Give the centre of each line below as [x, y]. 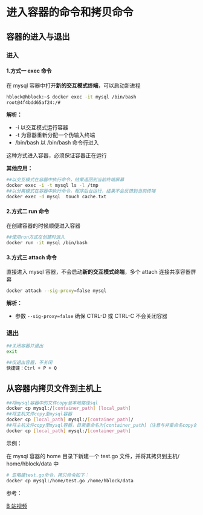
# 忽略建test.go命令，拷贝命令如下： [48, 475]
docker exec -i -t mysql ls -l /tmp [52, 186]
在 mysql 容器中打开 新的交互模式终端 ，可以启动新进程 [73, 85]
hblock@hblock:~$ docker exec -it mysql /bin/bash [71, 97]
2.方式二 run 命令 [28, 211]
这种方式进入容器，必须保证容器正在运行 [56, 155]
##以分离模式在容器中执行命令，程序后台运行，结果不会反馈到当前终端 [81, 191]
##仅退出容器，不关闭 [29, 363]
